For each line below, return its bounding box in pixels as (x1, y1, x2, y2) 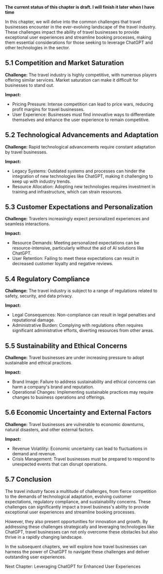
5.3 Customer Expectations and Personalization (5, 203, 153, 212)
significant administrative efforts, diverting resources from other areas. (12, 327, 154, 334)
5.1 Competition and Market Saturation (5, 59, 124, 67)
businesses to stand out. (5, 82, 54, 88)
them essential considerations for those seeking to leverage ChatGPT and (5, 40, 153, 45)
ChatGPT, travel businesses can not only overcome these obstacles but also (5, 529, 158, 534)
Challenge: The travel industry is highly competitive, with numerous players (5, 72, 157, 78)
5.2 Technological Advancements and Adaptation (5, 131, 159, 139)
